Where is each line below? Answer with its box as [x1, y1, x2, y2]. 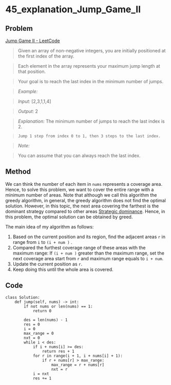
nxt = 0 [24, 335, 40, 340]
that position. [17, 68, 46, 74]
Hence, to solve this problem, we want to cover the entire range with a [5, 186, 154, 192]
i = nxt [32, 371, 50, 376]
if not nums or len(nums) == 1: [24, 304, 93, 309]
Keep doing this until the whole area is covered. [12, 266, 114, 273]
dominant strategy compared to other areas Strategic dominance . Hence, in [5, 208, 165, 214]
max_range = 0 [24, 331, 54, 336]
